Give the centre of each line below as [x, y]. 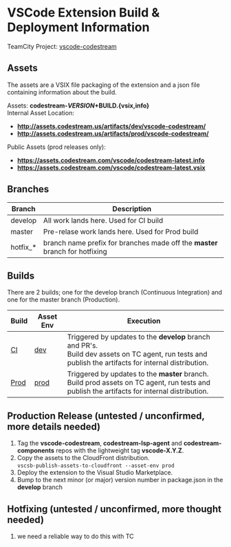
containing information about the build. [62, 92]
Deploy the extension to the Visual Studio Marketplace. [95, 473]
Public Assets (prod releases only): [57, 147]
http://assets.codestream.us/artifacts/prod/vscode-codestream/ [113, 133]
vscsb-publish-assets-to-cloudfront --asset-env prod [96, 466]
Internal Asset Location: [41, 112]
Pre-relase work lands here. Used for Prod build [121, 231]
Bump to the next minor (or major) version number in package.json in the [120, 480]
